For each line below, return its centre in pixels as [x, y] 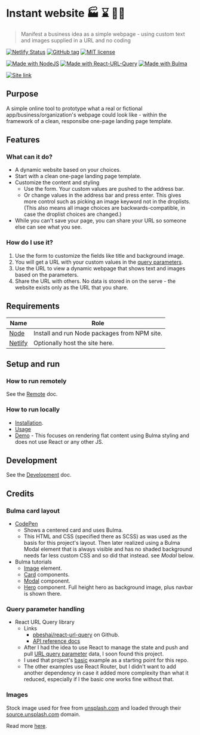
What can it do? [29, 157]
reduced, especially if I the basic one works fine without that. [99, 679]
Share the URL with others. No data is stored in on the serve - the [95, 281]
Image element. [43, 568]
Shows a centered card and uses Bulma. [73, 530]
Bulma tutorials [33, 562]
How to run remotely [36, 381]
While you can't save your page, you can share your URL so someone [101, 221]
